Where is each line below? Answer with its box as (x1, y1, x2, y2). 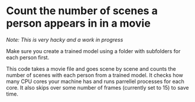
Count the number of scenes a (6, 4, 158, 18)
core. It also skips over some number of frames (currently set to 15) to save (6, 84, 189, 91)
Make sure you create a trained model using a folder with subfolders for (6, 47, 181, 54)
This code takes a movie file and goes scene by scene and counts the (6, 65, 176, 72)
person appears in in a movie (6, 17, 151, 30)
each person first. (6, 54, 50, 61)
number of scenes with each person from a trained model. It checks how (6, 71, 183, 78)
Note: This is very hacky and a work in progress (6, 36, 123, 43)
